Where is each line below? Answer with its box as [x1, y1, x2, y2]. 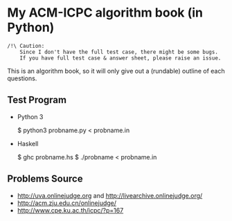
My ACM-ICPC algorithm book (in [7, 5, 203, 21]
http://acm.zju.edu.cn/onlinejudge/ [17, 199, 116, 207]
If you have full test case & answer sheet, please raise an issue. [19, 54, 222, 62]
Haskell [17, 139, 39, 148]
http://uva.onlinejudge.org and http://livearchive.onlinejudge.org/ [17, 191, 203, 200]
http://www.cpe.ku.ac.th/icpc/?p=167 [17, 206, 124, 214]
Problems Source [7, 173, 83, 185]
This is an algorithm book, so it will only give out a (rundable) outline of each [7, 67, 225, 75]
